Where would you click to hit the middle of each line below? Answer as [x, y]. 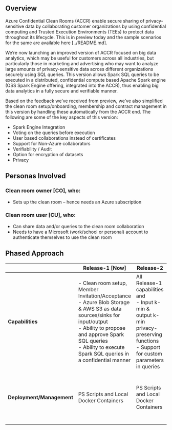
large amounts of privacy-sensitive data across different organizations [79, 69]
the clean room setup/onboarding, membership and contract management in [86, 106]
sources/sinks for [99, 315]
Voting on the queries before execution [54, 133]
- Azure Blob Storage [104, 302]
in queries [148, 366]
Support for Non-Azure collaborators [51, 143]
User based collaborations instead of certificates [64, 138]
